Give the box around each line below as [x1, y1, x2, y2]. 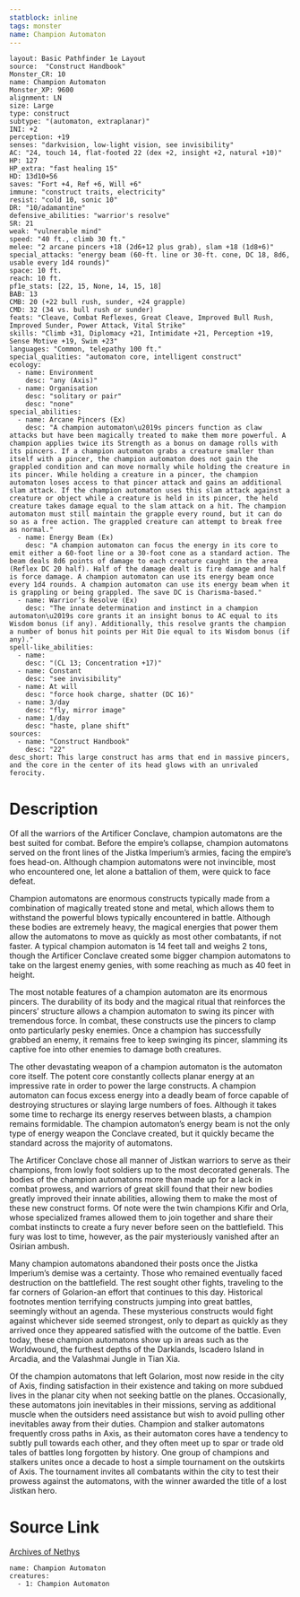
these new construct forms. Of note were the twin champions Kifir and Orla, [9, 1203, 289, 1214]
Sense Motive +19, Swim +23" [9, 337, 118, 346]
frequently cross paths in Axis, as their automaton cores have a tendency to [9, 1428, 288, 1439]
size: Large [9, 101, 54, 110]
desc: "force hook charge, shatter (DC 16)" [25, 690, 194, 700]
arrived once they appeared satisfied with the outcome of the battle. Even [9, 1325, 282, 1336]
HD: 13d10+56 [9, 172, 58, 181]
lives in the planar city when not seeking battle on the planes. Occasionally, [9, 1390, 287, 1401]
